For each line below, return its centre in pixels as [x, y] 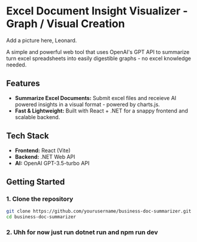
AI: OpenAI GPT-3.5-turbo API [52, 163]
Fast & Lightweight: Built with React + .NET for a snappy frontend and [101, 111]
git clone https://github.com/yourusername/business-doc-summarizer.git [99, 211]
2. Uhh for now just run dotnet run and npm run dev [82, 232]
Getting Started [36, 182]
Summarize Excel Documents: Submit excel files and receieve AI [96, 98]
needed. [16, 65]
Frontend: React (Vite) [43, 150]
